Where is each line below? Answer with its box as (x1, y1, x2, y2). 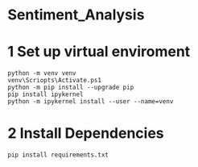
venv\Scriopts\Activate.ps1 (7, 77, 102, 85)
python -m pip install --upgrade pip (7, 83, 134, 92)
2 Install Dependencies (7, 124, 164, 143)
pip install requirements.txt (7, 151, 109, 159)
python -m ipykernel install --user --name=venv (7, 98, 174, 106)
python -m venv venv (7, 69, 77, 77)
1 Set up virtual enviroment (7, 43, 191, 61)
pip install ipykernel (7, 90, 84, 98)
